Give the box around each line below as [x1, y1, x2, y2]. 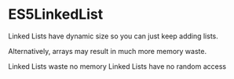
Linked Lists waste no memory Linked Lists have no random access [8, 61, 227, 71]
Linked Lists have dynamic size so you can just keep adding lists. [8, 31, 218, 41]
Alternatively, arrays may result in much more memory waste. [8, 46, 207, 56]
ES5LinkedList [8, 5, 104, 23]
